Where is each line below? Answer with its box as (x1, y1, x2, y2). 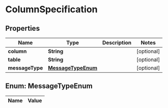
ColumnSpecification (5, 4, 98, 15)
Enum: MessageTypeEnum (5, 82, 93, 91)
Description (102, 39, 132, 46)
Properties (5, 24, 40, 33)
